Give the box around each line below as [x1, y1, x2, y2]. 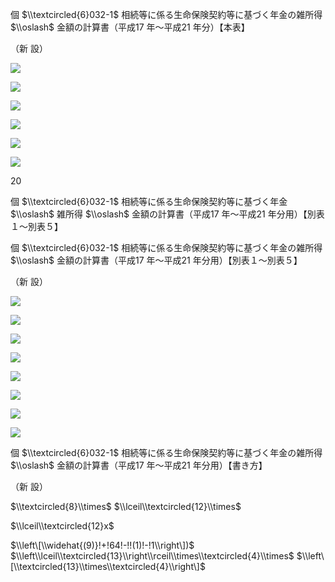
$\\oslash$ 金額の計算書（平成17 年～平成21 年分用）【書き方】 [10, 459, 268, 471]
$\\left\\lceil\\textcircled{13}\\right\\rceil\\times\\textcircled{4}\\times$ [10, 550, 295, 562]
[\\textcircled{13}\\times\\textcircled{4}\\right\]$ [10, 561, 206, 572]
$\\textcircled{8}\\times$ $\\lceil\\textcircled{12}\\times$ [10, 501, 242, 512]
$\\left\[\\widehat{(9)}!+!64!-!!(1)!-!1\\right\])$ [10, 539, 195, 551]
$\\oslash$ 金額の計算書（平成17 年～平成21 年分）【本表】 [10, 21, 250, 33]
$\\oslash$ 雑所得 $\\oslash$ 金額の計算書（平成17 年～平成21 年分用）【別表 [10, 208, 325, 220]
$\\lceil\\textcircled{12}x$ [10, 520, 115, 532]
